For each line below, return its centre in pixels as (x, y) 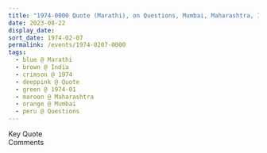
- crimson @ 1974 (44, 75)
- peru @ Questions (48, 112)
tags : (17, 52)
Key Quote (25, 134)
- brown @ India (42, 67)
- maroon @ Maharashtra (54, 97)
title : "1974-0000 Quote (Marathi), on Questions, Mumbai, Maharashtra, (131, 15)
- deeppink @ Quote (48, 82)
